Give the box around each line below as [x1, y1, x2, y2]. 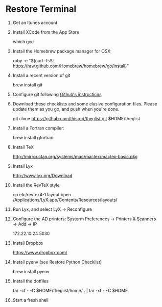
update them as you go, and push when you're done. [12, 106, 119, 112]
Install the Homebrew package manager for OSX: [12, 48, 112, 54]
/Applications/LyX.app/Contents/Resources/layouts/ [12, 197, 118, 203]
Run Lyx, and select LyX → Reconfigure [12, 206, 92, 212]
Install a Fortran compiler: [12, 125, 65, 131]
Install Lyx [12, 163, 33, 169]
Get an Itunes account [12, 20, 58, 26]
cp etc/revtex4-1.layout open [12, 191, 71, 197]
